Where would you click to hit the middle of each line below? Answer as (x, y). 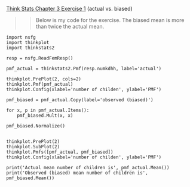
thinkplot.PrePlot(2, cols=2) (44, 79)
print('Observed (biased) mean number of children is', (77, 173)
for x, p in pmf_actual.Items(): (48, 110)
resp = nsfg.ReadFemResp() (40, 58)
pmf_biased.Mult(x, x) (45, 116)
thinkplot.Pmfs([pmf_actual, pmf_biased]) (60, 152)
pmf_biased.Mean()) (30, 178)
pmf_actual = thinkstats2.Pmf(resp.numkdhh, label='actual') (84, 68)
